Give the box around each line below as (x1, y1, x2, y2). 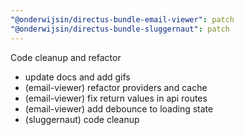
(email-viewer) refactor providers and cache (24, 81, 208, 93)
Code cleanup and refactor (10, 51, 122, 63)
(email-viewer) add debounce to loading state (24, 102, 214, 115)
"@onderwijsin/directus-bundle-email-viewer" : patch (10, 14, 235, 25)
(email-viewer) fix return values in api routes (24, 92, 208, 104)
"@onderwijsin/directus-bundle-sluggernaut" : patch (10, 24, 230, 34)
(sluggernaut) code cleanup (24, 113, 140, 125)
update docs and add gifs (24, 71, 131, 83)
